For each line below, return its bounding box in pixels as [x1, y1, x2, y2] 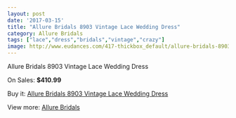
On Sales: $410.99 [7, 76, 62, 84]
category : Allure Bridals [7, 29, 83, 37]
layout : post [7, 10, 46, 18]
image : [7, 43, 27, 50]
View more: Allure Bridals [7, 103, 81, 111]
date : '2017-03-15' [7, 17, 65, 24]
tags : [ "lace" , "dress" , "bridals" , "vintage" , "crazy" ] [7, 37, 165, 44]
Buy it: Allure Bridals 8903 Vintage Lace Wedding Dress [7, 89, 169, 98]
